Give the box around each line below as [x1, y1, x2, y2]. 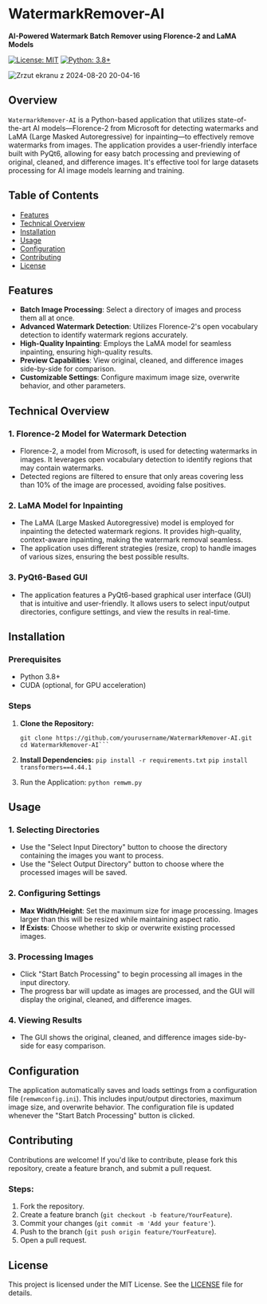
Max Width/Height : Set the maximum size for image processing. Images [19, 905, 259, 915]
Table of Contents [8, 189, 100, 202]
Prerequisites [8, 654, 61, 665]
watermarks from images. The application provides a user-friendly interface [8, 140, 257, 150]
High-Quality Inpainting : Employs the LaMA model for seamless [19, 339, 232, 348]
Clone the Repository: [19, 718, 94, 728]
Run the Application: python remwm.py [19, 777, 142, 787]
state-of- [217, 115, 247, 124]
